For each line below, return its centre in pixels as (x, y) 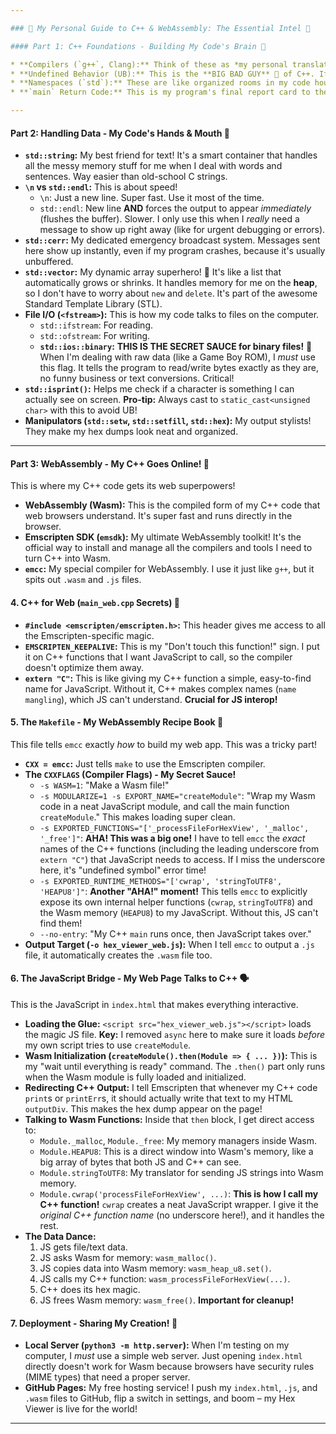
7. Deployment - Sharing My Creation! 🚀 (94, 1323)
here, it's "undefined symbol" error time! (123, 870)
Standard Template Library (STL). (93, 304)
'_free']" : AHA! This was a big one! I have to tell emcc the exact (172, 838)
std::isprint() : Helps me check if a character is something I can (159, 389)
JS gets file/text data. (83, 1247)
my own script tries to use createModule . (108, 1045)
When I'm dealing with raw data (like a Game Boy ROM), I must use (177, 357)
